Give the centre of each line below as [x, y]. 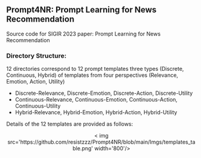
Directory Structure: [37, 55]
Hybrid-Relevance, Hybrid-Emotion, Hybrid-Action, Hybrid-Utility [96, 112]
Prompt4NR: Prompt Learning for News [81, 10]
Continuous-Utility [38, 106]
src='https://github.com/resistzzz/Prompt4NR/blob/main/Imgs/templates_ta [101, 142]
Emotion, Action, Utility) [36, 82]
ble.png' [83, 148]
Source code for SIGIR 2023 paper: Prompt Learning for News [84, 34]
